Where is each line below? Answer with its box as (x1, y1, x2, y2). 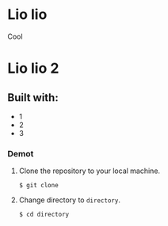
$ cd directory (18, 211, 70, 219)
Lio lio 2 (7, 59, 59, 77)
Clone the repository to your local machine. (18, 166, 160, 175)
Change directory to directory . (18, 195, 120, 205)
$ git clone (18, 182, 59, 190)
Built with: (7, 91, 59, 104)
